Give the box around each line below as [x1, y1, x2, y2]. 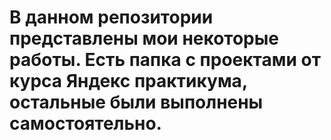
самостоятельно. [9, 112, 162, 135]
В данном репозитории [9, 6, 214, 29]
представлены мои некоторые [9, 27, 280, 50]
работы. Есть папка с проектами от [9, 49, 321, 71]
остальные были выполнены [9, 91, 264, 114]
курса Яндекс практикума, [9, 70, 248, 93]
